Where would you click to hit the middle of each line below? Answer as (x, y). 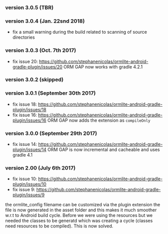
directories (24, 37)
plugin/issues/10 (29, 184)
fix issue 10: (25, 179)
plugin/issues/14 (29, 149)
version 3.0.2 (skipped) (34, 80)
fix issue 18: (25, 104)
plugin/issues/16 (29, 120)
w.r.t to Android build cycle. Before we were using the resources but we (79, 215)
